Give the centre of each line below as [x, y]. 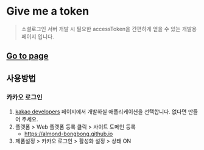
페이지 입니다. [38, 36]
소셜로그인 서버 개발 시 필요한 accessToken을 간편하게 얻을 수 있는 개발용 [109, 29]
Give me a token [48, 11]
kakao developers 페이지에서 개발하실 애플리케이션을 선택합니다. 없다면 [101, 112]
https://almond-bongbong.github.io [69, 134]
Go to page [27, 56]
